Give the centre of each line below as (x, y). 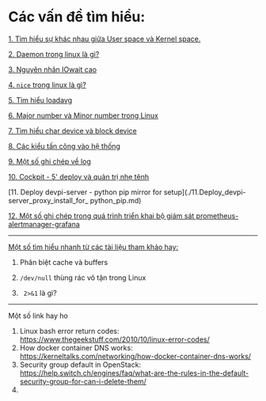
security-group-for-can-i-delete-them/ (83, 381)
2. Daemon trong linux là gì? (54, 54)
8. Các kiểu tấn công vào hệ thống (65, 146)
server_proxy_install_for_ (48, 200)
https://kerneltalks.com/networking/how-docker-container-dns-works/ (135, 356)
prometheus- (217, 216)
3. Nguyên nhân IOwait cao (53, 69)
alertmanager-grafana (44, 224)
